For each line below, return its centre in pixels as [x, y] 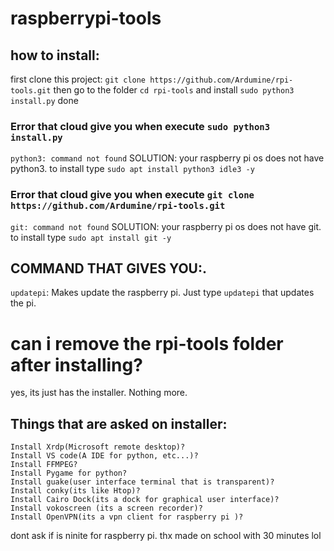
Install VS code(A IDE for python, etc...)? [104, 456]
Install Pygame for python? [69, 473]
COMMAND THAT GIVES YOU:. [109, 268]
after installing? [76, 364]
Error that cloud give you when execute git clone [132, 195]
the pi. [23, 303]
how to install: [55, 55]
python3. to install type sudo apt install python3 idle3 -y [132, 169]
